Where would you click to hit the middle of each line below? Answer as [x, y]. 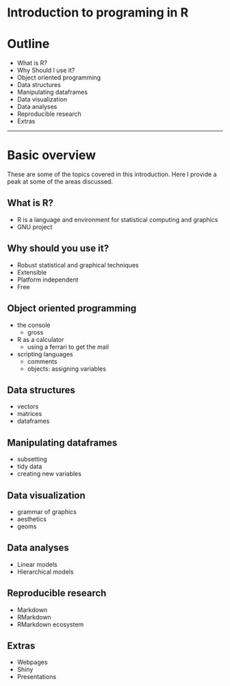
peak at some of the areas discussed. [60, 182]
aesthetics [31, 519]
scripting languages [45, 354]
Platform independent [48, 280]
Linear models [37, 564]
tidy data [29, 467]
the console [34, 325]
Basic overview [52, 155]
